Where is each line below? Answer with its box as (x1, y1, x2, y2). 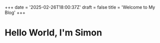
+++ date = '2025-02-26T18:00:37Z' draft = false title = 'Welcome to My (5, 4, 155, 10)
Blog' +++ (5, 9, 26, 15)
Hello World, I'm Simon (5, 27, 103, 38)
